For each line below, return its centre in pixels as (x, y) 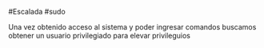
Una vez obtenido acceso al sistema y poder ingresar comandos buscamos (132, 27)
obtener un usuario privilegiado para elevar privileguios (99, 36)
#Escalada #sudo (37, 12)
